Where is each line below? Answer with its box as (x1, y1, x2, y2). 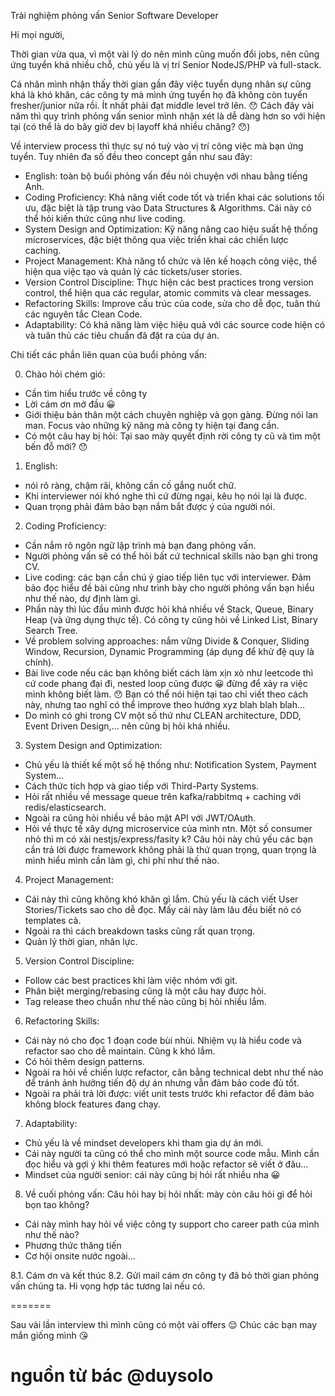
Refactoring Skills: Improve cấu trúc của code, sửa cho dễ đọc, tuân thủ (24, 298, 321, 309)
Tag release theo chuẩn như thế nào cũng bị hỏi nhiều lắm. (24, 996, 267, 1007)
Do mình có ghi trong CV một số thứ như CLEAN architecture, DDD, (24, 710, 302, 721)
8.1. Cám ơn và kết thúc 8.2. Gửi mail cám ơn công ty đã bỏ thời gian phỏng (10, 1270, 320, 1281)
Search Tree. (24, 625, 78, 636)
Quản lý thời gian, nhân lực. (24, 936, 138, 947)
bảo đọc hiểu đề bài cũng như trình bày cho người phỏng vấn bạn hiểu (24, 582, 315, 594)
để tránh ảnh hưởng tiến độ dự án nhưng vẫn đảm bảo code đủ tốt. (24, 1077, 300, 1089)
